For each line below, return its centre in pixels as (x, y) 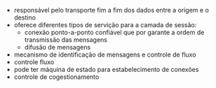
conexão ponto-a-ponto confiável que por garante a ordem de (114, 32)
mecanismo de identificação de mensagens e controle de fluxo (105, 54)
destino (25, 17)
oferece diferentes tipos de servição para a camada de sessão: (105, 25)
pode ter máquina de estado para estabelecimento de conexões (106, 69)
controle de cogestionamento (56, 77)
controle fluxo (34, 62)
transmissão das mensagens (66, 40)
